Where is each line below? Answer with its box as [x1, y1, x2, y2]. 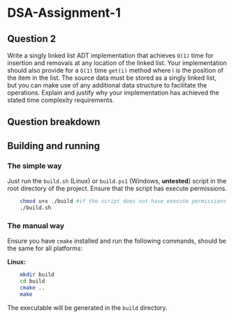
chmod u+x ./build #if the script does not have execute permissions [20, 198, 227, 205]
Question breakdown [7, 116, 101, 128]
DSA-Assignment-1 [7, 5, 121, 21]
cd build [20, 278, 45, 285]
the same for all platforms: [7, 244, 82, 253]
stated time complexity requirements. [7, 96, 115, 104]
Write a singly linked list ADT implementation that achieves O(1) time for [7, 51, 214, 59]
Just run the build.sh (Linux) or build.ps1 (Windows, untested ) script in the [7, 177, 227, 185]
